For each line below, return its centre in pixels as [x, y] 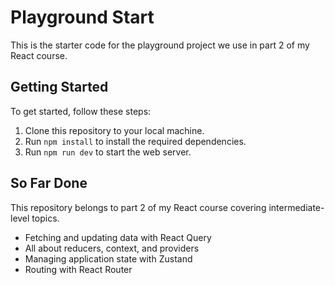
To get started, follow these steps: [81, 111]
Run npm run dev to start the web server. [108, 152]
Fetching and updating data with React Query [118, 237]
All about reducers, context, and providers [112, 248]
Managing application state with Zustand [108, 258]
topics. [45, 218]
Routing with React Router [78, 269]
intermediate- [296, 207]
